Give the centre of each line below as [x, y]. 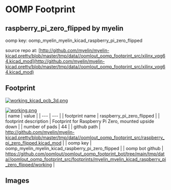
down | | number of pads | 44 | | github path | [53, 127]
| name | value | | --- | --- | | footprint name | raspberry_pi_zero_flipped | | [82, 115]
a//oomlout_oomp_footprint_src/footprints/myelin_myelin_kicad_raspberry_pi [86, 159]
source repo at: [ [23, 50]
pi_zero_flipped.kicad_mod [33, 143]
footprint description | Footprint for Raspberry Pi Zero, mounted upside [80, 121]
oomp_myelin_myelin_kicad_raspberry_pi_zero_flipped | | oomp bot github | [84, 148]
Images [17, 181]
